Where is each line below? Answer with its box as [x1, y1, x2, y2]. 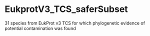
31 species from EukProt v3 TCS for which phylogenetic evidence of [4, 20, 145, 26]
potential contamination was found [4, 25, 76, 31]
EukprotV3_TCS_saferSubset [4, 3, 128, 15]
